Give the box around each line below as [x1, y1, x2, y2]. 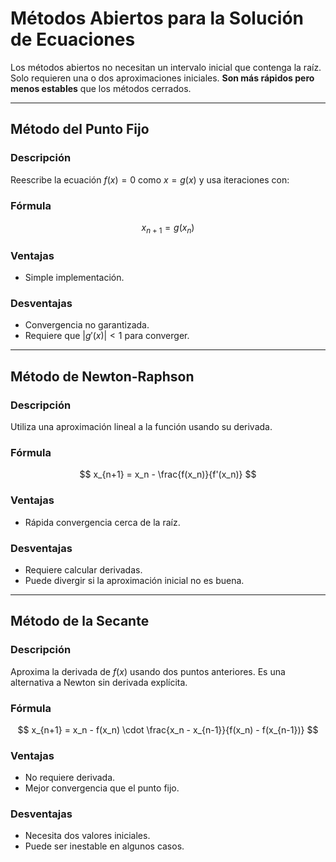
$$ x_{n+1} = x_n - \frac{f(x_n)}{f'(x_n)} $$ [79, 468, 257, 481]
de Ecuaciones [10, 28, 136, 51]
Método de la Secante [10, 613, 150, 630]
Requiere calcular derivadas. [24, 563, 143, 576]
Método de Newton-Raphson [10, 368, 195, 385]
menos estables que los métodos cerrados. [10, 82, 192, 94]
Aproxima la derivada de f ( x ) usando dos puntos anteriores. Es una [10, 665, 286, 677]
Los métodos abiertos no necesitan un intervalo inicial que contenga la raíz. [10, 61, 322, 73]
